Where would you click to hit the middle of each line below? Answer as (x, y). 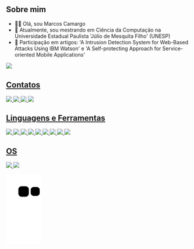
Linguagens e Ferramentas (56, 118)
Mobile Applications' (61, 54)
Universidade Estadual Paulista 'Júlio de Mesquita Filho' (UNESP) (92, 36)
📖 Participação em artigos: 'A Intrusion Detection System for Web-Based (101, 42)
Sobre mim (26, 10)
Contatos (23, 85)
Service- (173, 48)
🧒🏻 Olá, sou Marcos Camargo (50, 23)
